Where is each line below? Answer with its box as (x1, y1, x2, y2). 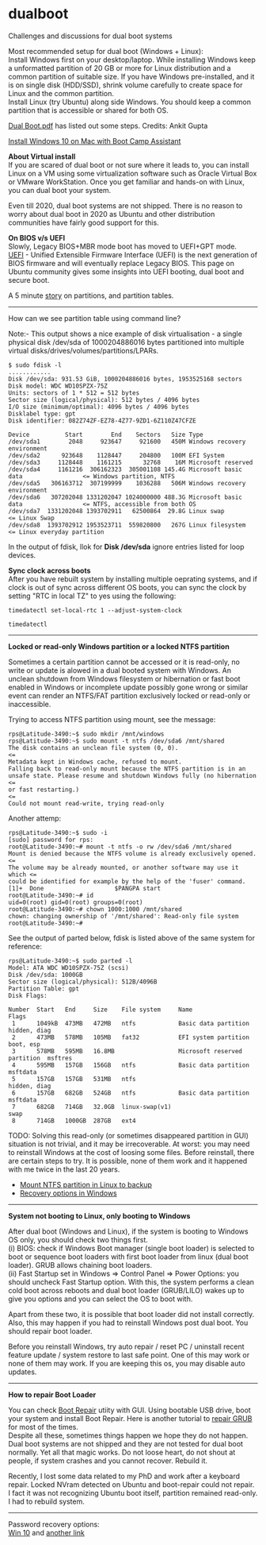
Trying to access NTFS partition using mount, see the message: (8, 714, 216, 724)
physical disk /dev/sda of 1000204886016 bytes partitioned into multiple (8, 337, 245, 346)
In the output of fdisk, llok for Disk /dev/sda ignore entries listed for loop (8, 542, 245, 551)
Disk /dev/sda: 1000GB (8, 971, 83, 979)
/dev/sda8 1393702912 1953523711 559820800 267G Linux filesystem (8, 521, 246, 529)
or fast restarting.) (8, 786, 80, 794)
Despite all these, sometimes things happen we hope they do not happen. (8, 1431, 249, 1440)
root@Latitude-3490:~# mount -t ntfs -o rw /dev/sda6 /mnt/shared (8, 843, 232, 851)
